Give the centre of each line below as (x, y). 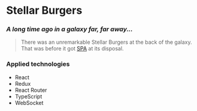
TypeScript (28, 96)
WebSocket (29, 103)
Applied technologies (38, 64)
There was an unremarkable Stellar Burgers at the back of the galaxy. (106, 42)
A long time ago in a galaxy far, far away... (69, 29)
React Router (31, 90)
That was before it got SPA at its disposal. (72, 49)
